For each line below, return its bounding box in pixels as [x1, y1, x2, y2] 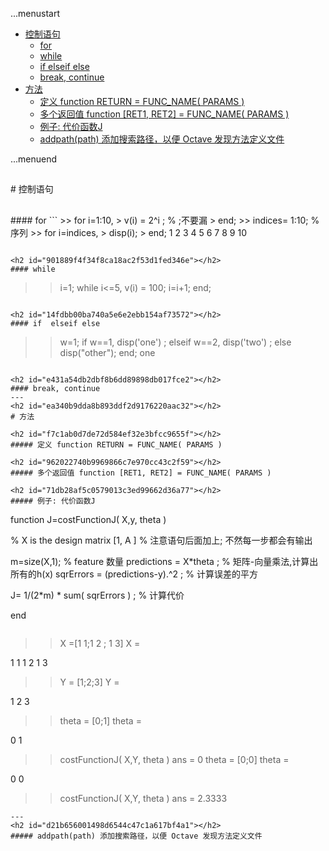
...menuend [10, 153, 58, 165]
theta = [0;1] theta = [59, 714, 142, 727]
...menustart [10, 8, 61, 19]
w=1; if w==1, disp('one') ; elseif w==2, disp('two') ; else [59, 336, 292, 348]
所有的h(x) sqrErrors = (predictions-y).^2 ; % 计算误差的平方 [10, 568, 258, 580]
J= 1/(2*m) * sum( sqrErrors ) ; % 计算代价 [10, 589, 185, 601]
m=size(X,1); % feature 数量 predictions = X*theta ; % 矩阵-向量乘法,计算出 [10, 555, 319, 567]
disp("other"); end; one [59, 346, 156, 358]
